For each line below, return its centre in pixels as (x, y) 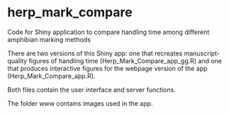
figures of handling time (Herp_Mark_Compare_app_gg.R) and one (125, 60)
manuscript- (202, 53)
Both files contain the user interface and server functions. (91, 89)
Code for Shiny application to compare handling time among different (108, 32)
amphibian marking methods (49, 39)
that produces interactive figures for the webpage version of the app (107, 68)
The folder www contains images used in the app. (80, 103)
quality (17, 60)
